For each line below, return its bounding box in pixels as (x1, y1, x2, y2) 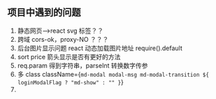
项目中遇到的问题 (7, 6, 81, 19)
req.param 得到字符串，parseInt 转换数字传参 (17, 61, 148, 70)
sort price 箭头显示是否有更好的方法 (17, 52, 121, 61)
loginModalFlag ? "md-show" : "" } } (17, 77, 124, 86)
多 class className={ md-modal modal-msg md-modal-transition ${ (17, 70, 210, 78)
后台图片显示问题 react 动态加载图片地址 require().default (17, 44, 183, 52)
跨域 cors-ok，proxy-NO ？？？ (17, 35, 109, 43)
